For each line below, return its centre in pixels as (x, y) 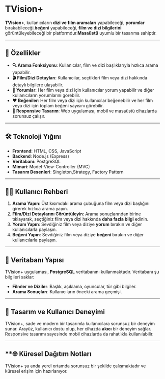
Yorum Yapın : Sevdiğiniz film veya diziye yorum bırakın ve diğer (77, 225)
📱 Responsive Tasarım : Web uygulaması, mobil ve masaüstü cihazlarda (84, 111)
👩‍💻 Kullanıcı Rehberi (37, 191)
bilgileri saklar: (20, 277)
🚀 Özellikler (23, 53)
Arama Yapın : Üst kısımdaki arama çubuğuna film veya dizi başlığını (81, 203)
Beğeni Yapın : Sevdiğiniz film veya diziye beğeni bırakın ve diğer (78, 235)
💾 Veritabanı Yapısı (35, 260)
